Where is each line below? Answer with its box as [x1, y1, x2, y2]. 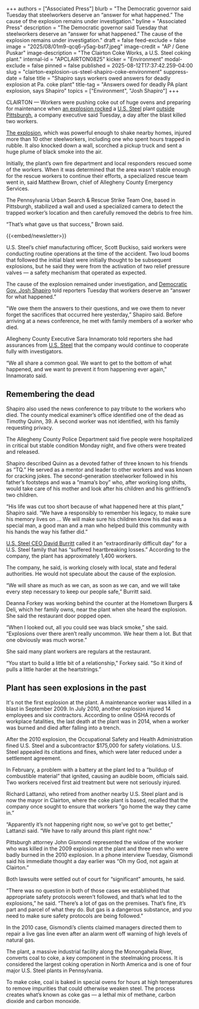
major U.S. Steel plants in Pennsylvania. [6, 967, 103, 974]
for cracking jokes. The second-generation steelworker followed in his [6, 472, 178, 480]
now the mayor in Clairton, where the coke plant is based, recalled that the [6, 797, 188, 804]
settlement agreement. [6, 754, 62, 762]
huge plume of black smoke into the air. [6, 148, 103, 155]
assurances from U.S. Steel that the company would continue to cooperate [6, 341, 189, 349]
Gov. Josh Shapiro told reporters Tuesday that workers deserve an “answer [6, 287, 191, 294]
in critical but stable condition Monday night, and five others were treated [6, 441, 186, 449]
